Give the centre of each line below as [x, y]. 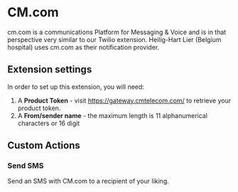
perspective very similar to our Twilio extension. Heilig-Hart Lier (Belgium [114, 39]
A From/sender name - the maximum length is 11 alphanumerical [113, 115]
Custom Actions [44, 145]
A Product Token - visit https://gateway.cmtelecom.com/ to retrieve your [124, 100]
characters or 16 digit [49, 123]
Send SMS [26, 166]
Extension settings [50, 69]
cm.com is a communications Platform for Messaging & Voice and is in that [117, 32]
